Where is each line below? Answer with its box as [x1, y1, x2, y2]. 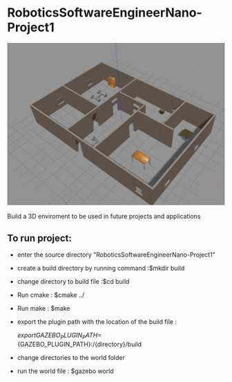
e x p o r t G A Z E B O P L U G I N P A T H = [17, 331, 102, 341]
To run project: [7, 232, 72, 244]
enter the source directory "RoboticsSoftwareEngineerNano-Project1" [17, 251, 215, 259]
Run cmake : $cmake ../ [17, 291, 85, 299]
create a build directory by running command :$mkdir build [17, 264, 185, 273]
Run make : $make [17, 304, 70, 313]
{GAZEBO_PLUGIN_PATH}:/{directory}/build [17, 340, 142, 349]
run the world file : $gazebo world [17, 367, 114, 375]
